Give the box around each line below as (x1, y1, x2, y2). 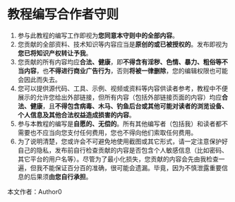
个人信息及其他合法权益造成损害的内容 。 (17, 110, 135, 119)
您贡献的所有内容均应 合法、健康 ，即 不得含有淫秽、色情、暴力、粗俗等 (17, 57, 222, 66)
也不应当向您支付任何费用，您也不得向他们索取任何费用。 (30, 128, 198, 136)
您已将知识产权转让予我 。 (17, 49, 92, 57)
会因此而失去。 (17, 75, 61, 83)
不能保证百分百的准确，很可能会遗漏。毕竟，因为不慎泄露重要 (42, 163, 222, 172)
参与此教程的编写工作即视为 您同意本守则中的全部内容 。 (17, 31, 179, 40)
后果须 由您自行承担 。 (30, 172, 92, 181)
